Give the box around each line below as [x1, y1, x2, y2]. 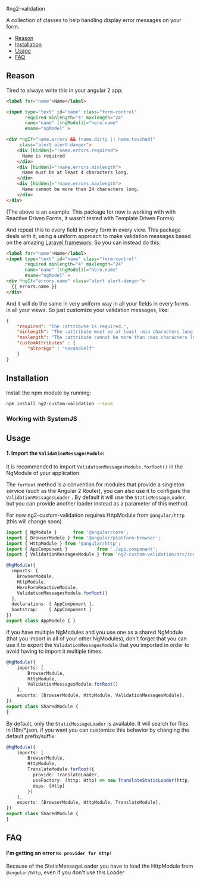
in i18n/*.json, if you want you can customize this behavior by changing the [6, 726, 189, 733]
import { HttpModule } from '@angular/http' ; [6, 540, 121, 547]
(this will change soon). [6, 517, 64, 525]
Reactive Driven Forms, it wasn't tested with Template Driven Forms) [6, 214, 174, 221]
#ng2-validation [6, 5, 46, 12]
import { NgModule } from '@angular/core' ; [6, 529, 129, 535]
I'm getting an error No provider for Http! [6, 849, 112, 856]
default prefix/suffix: [6, 732, 57, 739]
